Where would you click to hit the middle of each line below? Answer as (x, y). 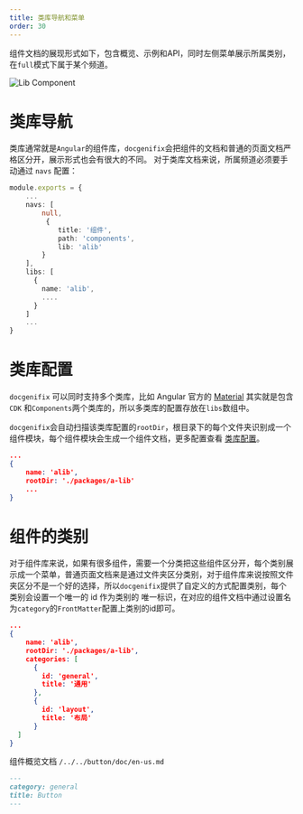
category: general (44, 787)
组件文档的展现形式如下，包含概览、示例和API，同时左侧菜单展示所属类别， (150, 53)
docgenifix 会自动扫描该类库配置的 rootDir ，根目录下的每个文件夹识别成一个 (150, 427)
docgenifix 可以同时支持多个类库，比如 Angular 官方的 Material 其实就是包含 (151, 397)
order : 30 (28, 26)
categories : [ (52, 659)
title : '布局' (67, 718)
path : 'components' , (96, 239)
